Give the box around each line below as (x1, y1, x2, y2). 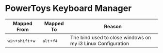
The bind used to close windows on (70, 34, 151, 41)
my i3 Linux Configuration (70, 40, 130, 47)
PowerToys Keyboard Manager (5, 3, 132, 14)
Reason (104, 23, 122, 30)
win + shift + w (7, 37, 35, 43)
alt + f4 (42, 37, 58, 43)
